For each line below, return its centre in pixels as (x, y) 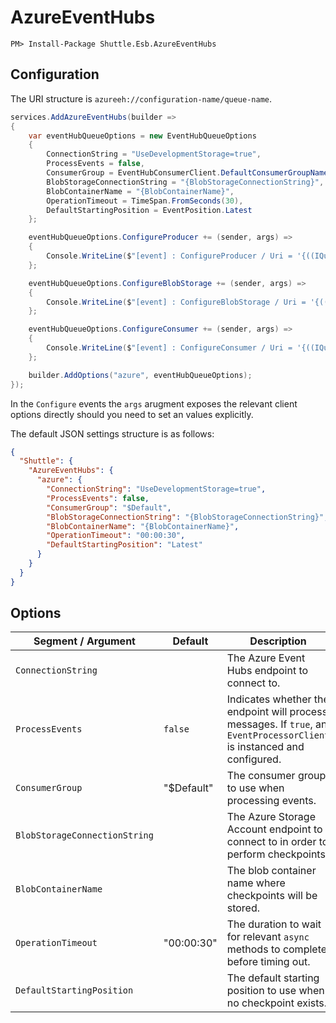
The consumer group (276, 776)
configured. (254, 759)
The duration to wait (274, 924)
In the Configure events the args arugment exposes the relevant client (154, 403)
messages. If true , (269, 724)
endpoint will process (277, 712)
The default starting (273, 978)
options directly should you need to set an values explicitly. (132, 414)
